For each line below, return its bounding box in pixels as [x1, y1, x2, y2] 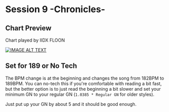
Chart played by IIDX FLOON [5, 37, 65, 43]
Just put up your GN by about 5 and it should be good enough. [5, 101, 137, 107]
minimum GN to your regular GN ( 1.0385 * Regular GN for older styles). [5, 91, 155, 97]
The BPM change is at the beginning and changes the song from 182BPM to [5, 75, 164, 81]
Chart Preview [5, 24, 52, 32]
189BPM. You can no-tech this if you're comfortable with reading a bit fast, [5, 80, 162, 87]
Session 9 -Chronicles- [5, 4, 105, 15]
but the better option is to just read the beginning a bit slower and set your [5, 86, 161, 92]
